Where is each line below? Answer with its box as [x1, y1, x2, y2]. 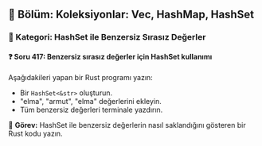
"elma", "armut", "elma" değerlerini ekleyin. [19, 96, 162, 106]
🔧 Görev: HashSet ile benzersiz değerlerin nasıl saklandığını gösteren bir [8, 120, 246, 129]
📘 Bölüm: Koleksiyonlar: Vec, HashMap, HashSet [8, 8, 255, 21]
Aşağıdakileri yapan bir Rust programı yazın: [8, 72, 153, 82]
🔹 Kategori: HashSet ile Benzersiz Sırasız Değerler [8, 32, 206, 43]
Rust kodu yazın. [8, 129, 63, 138]
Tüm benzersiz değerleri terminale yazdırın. [19, 105, 163, 114]
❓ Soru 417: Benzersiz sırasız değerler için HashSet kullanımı [8, 52, 213, 61]
